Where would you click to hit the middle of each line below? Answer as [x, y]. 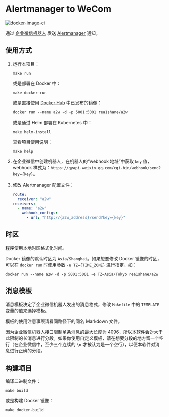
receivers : [24, 204]
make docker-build [24, 410]
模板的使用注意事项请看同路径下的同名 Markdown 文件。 [64, 321]
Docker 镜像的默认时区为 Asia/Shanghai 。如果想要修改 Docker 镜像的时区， [83, 258]
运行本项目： [26, 64]
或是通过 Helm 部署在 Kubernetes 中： [52, 122]
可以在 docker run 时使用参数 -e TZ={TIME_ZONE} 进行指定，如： [71, 265]
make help [23, 151]
